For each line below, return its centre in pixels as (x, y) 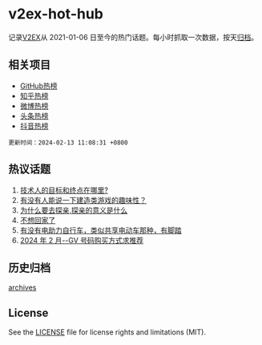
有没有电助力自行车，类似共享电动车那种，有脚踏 (101, 230)
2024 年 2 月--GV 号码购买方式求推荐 (82, 240)
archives (22, 288)
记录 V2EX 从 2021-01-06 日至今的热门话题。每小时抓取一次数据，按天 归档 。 (133, 37)
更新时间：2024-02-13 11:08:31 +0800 (68, 142)
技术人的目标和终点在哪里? (64, 190)
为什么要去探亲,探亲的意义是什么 (74, 210)
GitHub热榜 (38, 86)
